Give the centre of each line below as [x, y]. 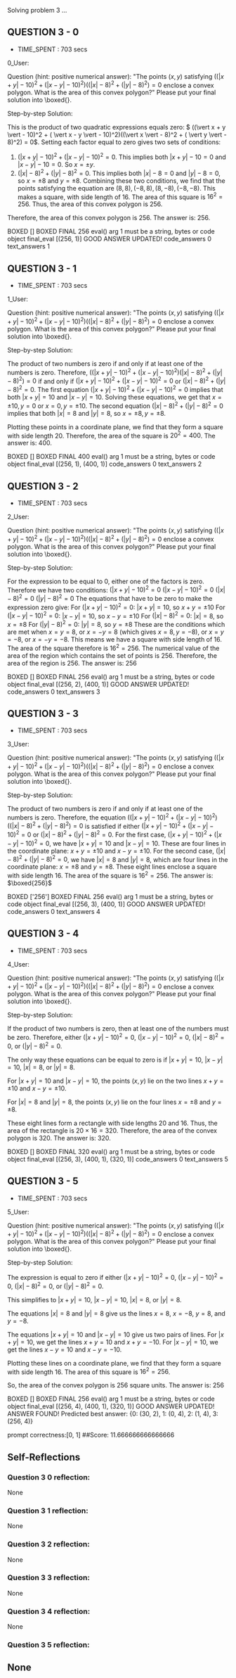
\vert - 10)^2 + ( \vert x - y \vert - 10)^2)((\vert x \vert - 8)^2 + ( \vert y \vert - [117, 135]
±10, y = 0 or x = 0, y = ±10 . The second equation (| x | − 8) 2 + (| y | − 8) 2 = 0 [115, 405]
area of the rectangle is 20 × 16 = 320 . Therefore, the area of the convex [112, 1130]
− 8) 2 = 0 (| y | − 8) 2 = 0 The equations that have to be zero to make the [110, 598]
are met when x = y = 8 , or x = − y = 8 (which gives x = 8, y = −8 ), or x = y [116, 632]
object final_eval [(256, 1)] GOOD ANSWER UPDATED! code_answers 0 [110, 239]
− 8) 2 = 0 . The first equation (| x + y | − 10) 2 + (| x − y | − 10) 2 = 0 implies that [115, 389]
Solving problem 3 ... [37, 10]
